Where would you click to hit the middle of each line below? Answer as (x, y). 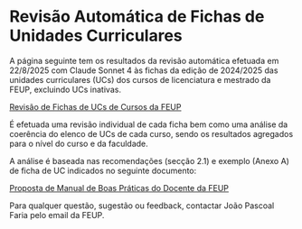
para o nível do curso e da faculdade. (79, 143)
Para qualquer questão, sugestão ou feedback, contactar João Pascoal (142, 206)
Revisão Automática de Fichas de (137, 17)
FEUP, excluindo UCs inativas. (66, 89)
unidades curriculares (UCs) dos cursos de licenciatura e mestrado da (140, 79)
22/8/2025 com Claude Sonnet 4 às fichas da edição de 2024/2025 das (144, 70)
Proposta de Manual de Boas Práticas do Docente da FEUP (119, 188)
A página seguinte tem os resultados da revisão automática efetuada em (144, 60)
